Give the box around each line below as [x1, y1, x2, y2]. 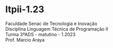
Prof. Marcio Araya [5, 37, 45, 43]
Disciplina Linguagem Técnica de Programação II [5, 26, 108, 32]
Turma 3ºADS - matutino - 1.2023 [5, 31, 76, 37]
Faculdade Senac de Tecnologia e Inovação [5, 20, 98, 27]
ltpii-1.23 [5, 4, 44, 15]
